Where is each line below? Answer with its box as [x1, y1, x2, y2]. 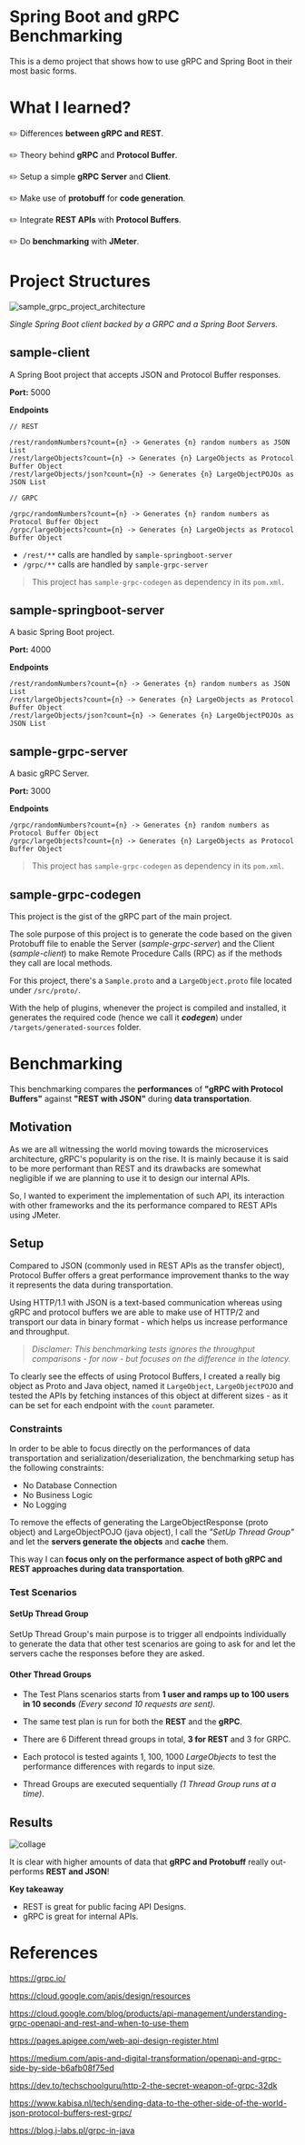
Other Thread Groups [9, 1669, 93, 1680]
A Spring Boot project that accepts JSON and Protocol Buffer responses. [9, 369, 281, 380]
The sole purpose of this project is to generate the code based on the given [9, 929, 292, 939]
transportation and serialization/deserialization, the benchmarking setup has [9, 1452, 295, 1464]
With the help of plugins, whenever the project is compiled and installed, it [9, 1002, 287, 1014]
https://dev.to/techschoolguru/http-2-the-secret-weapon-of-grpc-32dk [9, 2080, 278, 2090]
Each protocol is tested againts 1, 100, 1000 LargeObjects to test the [22, 1752, 277, 1763]
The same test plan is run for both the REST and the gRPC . [22, 1716, 243, 1727]
